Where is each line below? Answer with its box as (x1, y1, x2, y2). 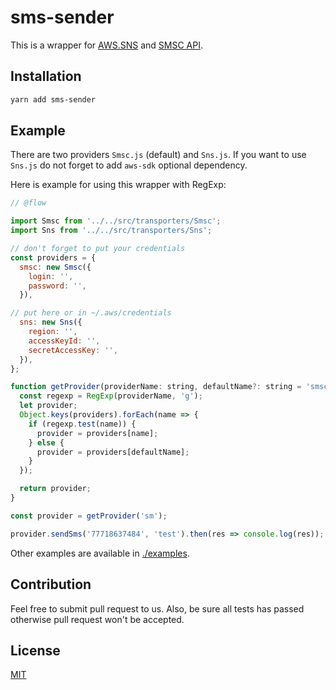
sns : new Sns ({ (19, 317, 83, 328)
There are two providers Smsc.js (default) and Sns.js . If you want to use (10, 149, 307, 161)
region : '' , (28, 327, 78, 337)
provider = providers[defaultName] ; (36, 447, 190, 457)
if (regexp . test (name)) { (28, 419, 137, 429)
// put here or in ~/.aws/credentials (10, 308, 172, 318)
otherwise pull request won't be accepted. (10, 613, 185, 625)
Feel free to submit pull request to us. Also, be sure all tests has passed (10, 602, 305, 615)
